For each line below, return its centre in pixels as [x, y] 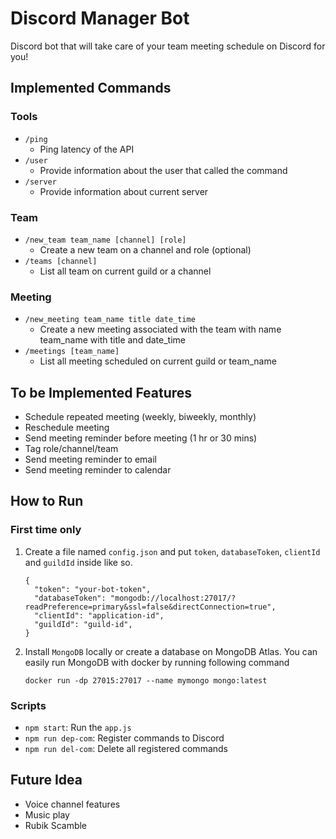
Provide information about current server [124, 191]
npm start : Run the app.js [78, 728]
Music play [47, 814]
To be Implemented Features [101, 392]
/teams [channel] [61, 261]
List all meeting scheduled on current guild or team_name [158, 361]
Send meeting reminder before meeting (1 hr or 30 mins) [141, 438]
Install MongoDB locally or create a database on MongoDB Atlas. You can [171, 651]
